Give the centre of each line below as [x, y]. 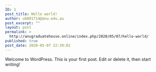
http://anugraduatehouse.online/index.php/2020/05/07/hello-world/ [79, 37]
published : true [21, 41]
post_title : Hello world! [31, 14]
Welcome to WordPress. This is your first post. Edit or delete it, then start [78, 59]
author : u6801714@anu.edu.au [35, 18]
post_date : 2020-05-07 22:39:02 [38, 45]
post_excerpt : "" [23, 23]
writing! [13, 64]
